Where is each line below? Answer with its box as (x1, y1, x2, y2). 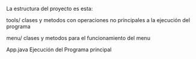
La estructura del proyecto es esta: (6, 5, 93, 12)
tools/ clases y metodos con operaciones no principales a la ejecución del (6, 17, 191, 23)
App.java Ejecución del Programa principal (6, 46, 112, 53)
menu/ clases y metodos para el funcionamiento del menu (6, 35, 151, 41)
